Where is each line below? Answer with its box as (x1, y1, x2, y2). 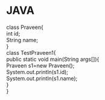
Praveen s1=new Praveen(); (6, 61, 75, 69)
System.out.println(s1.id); (6, 68, 68, 75)
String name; (6, 36, 38, 43)
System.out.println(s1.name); (6, 75, 78, 82)
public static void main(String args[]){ (6, 55, 100, 63)
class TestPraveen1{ (6, 49, 56, 56)
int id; (6, 30, 21, 37)
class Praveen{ (6, 23, 43, 31)
